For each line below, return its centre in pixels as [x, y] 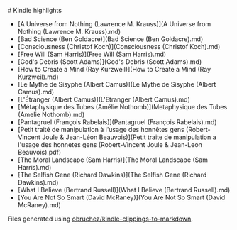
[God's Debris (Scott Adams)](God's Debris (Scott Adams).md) [110, 62]
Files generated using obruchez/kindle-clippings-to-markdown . [100, 219]
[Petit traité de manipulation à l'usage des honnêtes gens [101, 130]
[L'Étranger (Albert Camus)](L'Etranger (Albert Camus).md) [104, 99]
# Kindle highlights [35, 10]
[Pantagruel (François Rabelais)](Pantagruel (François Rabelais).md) [117, 122]
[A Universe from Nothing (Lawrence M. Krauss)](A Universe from [114, 24]
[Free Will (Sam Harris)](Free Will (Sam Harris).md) [92, 54]
